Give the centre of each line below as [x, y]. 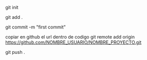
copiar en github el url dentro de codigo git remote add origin [70, 37]
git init [12, 7]
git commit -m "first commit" [35, 27]
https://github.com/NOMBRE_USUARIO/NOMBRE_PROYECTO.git [73, 42]
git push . [15, 52]
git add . [14, 17]
